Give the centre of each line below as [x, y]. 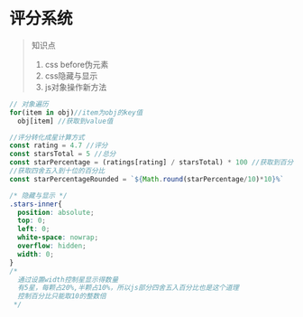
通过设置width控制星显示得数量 [68, 280]
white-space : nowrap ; [58, 238]
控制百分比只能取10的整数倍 [62, 296]
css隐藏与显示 [71, 75]
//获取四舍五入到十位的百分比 [57, 171]
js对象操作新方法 [76, 87]
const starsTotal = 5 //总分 [63, 154]
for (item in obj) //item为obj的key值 [76, 112]
